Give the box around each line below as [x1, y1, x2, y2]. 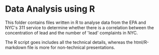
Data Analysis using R [5, 3, 95, 15]
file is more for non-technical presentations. [27, 44, 115, 50]
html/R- [133, 39, 149, 45]
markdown [5, 44, 27, 50]
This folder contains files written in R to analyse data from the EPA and [5, 19, 146, 25]
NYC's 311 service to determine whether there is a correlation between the [5, 24, 154, 30]
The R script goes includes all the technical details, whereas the [5, 39, 133, 45]
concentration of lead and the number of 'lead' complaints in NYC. [5, 30, 138, 36]
